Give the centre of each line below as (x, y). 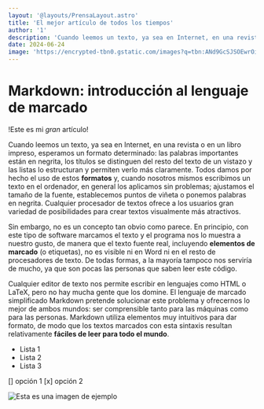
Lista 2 (30, 357)
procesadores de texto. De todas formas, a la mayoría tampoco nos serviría (130, 260)
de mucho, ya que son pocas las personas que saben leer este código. (123, 268)
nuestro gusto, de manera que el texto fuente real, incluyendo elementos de (132, 243)
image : (19, 52)
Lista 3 (30, 366)
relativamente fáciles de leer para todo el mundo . (89, 333)
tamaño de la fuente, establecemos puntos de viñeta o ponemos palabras (127, 194)
